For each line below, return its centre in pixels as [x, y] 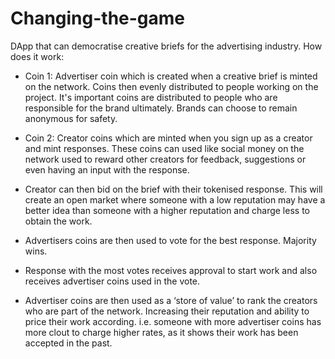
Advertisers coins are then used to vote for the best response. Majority [170, 240]
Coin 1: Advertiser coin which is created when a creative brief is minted [171, 76]
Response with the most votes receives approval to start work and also [171, 270]
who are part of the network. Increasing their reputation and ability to [167, 311]
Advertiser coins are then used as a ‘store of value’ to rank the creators [171, 300]
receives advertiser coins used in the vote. [112, 281]
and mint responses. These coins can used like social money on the [164, 148]
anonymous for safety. [71, 118]
